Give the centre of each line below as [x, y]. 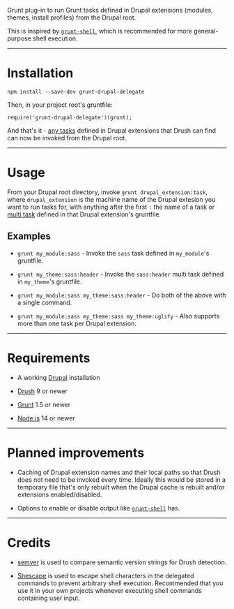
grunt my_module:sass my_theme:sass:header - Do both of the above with [122, 295]
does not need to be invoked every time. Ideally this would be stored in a [122, 479]
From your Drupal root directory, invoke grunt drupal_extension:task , [107, 192]
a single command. [45, 302]
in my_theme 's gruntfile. [49, 281]
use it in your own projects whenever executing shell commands [109, 590]
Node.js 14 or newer [46, 418]
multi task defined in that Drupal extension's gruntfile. [84, 214]
